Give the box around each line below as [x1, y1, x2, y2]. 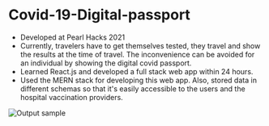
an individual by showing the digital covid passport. [19, 58, 192, 68]
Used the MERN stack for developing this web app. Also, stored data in [19, 75, 258, 85]
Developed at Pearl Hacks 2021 [19, 32, 126, 42]
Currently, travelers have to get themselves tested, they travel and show [19, 40, 261, 50]
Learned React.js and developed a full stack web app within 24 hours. [19, 66, 254, 76]
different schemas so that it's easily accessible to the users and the [19, 83, 246, 94]
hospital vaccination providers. [19, 92, 123, 102]
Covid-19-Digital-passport [8, 6, 190, 24]
